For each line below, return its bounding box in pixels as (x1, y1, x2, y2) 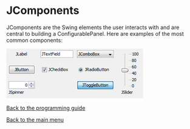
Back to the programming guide (6, 104, 86, 111)
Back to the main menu (6, 116, 64, 123)
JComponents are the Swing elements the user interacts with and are (6, 24, 180, 31)
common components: (6, 36, 63, 44)
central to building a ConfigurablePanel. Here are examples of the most (6, 30, 184, 37)
